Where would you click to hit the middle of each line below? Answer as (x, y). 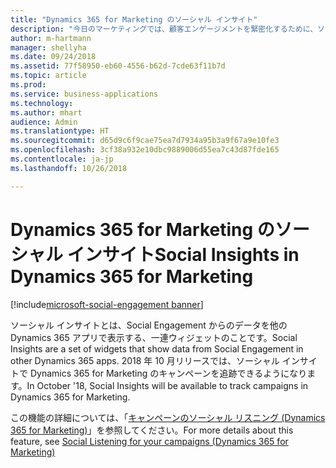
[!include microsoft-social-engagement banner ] (107, 304)
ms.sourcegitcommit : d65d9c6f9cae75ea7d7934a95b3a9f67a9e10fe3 (145, 141)
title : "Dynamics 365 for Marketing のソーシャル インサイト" (134, 19)
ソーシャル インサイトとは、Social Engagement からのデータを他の (149, 325)
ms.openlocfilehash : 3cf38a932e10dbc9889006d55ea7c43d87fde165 (145, 150)
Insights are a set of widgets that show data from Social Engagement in (157, 348)
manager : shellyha (48, 47)
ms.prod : (28, 85)
